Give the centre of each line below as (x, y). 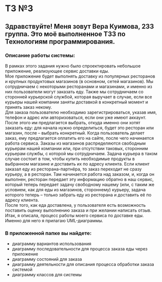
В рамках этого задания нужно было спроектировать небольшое (73, 66)
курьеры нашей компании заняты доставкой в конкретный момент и (77, 102)
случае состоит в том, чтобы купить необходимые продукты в (70, 159)
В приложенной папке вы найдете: (48, 233)
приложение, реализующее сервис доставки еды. (57, 71)
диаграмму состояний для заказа (47, 259)
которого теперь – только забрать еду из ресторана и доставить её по (78, 195)
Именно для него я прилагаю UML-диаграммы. (54, 220)
